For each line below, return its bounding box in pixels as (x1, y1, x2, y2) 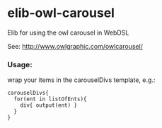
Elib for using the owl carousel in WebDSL (7, 28, 129, 37)
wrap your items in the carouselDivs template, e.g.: (7, 76, 156, 84)
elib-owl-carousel (7, 5, 115, 21)
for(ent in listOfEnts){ (13, 95, 87, 103)
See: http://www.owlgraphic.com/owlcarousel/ (7, 42, 144, 50)
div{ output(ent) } (20, 102, 78, 109)
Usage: (7, 59, 33, 69)
